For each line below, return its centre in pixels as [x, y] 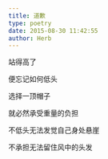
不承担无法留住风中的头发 [50, 147]
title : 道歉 [27, 16]
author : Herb [30, 38]
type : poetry [30, 23]
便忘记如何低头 [33, 79]
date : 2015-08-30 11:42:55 [53, 31]
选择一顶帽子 [29, 96]
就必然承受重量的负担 [43, 113]
